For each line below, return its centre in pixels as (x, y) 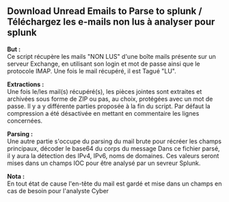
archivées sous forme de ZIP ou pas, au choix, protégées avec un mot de (110, 99)
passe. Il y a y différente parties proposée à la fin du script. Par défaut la (109, 106)
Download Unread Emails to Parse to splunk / (105, 11)
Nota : (16, 176)
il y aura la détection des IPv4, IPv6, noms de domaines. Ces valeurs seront (113, 155)
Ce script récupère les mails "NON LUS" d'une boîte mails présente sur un (112, 56)
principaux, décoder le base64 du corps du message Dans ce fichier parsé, (113, 148)
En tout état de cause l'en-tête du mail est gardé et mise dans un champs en (114, 184)
